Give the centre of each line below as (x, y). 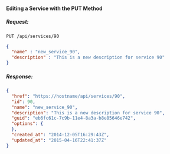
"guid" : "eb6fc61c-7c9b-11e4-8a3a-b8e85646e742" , (73, 118)
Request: (17, 22)
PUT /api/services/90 (33, 36)
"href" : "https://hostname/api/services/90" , (68, 96)
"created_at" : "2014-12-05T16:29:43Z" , (61, 135)
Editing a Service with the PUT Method (54, 8)
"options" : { (27, 124)
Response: (20, 76)
